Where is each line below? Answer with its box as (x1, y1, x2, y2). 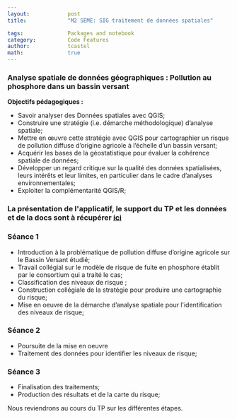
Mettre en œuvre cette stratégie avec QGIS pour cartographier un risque (17, 134, 229, 142)
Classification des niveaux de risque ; (17, 278, 127, 286)
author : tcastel (7, 43, 91, 50)
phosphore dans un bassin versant (7, 81, 129, 91)
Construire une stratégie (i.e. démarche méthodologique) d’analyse (17, 119, 214, 127)
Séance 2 (7, 326, 40, 336)
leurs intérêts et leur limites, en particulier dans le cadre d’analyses (17, 171, 213, 180)
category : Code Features (7, 36, 110, 43)
